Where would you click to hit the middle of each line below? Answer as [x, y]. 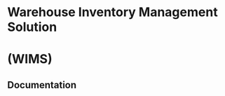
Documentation [42, 85]
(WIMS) [30, 59]
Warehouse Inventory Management [113, 12]
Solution [32, 27]
